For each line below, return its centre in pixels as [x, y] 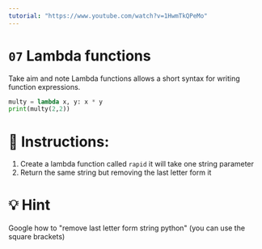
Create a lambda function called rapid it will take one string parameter [137, 164]
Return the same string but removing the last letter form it [116, 173]
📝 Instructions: [59, 141]
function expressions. [44, 87]
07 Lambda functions [80, 55]
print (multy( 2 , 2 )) [39, 109]
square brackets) [37, 237]
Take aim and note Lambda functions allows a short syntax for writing [124, 78]
